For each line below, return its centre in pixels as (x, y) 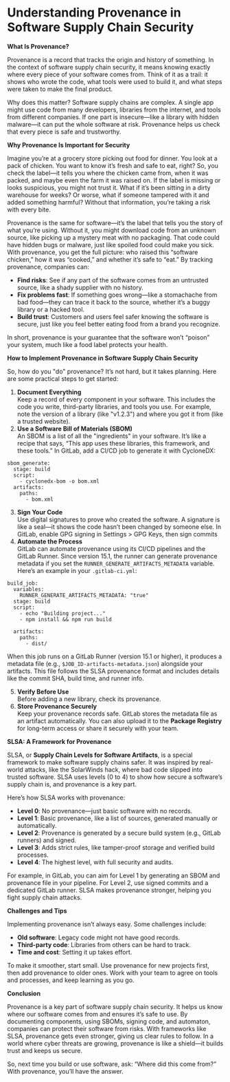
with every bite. (29, 209)
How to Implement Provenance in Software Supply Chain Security (103, 358)
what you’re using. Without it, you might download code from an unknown (112, 230)
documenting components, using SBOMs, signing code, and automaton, (109, 1021)
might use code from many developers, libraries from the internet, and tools (114, 110)
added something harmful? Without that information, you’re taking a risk (109, 202)
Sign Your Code (40, 512)
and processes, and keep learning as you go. (71, 980)
